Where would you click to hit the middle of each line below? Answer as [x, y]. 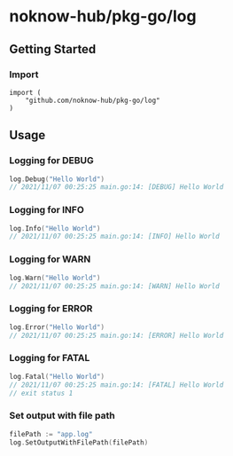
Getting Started [53, 49]
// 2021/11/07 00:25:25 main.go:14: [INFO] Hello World [114, 237]
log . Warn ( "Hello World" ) [55, 278]
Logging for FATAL [50, 358]
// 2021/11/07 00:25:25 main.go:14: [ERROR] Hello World [116, 335]
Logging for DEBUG [52, 161]
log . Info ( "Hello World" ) [55, 228]
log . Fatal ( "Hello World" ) [57, 376]
